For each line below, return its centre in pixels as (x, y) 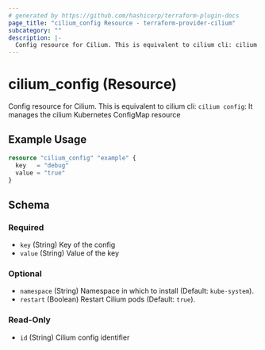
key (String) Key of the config (67, 245)
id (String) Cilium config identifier (75, 337)
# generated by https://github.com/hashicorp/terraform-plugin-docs (124, 15)
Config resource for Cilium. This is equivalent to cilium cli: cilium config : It (131, 106)
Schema (29, 204)
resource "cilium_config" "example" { (72, 158)
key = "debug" (42, 165)
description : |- (35, 38)
